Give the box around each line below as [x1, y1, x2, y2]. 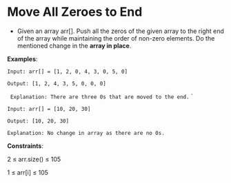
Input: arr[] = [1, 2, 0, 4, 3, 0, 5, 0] [7, 68, 128, 75]
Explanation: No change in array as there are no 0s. [7, 129, 165, 136]
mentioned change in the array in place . [17, 41, 132, 50]
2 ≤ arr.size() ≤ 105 [7, 155, 61, 163]
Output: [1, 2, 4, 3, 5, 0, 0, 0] [7, 80, 107, 87]
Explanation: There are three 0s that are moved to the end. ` [10, 92, 193, 100]
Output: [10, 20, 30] [7, 118, 70, 125]
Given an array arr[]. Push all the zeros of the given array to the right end [17, 27, 224, 35]
